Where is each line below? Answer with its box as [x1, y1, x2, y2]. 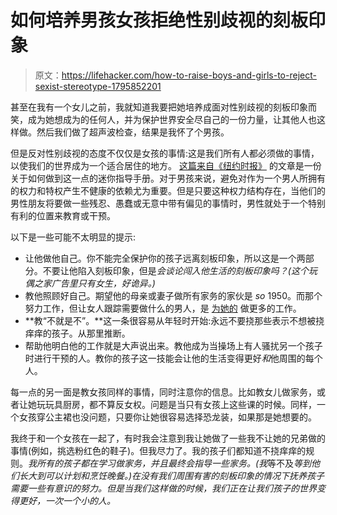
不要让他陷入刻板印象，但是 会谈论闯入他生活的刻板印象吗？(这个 [42, 264, 309, 276]
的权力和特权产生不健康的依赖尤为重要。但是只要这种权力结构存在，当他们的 [10, 184, 326, 196]
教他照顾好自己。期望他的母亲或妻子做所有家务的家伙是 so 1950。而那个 [24, 289, 323, 301]
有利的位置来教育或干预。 [10, 209, 116, 221]
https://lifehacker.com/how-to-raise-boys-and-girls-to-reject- [61, 69, 317, 81]
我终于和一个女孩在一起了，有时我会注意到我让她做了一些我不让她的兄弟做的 [10, 432, 326, 444]
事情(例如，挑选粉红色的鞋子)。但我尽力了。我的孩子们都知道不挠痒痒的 [10, 444, 307, 456]
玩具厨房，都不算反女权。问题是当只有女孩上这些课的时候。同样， [44, 398, 317, 410]
